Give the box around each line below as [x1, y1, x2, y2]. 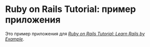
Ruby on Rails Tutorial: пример [5, 3, 136, 15]
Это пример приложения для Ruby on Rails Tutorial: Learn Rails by [5, 30, 145, 36]
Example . [5, 36, 24, 42]
